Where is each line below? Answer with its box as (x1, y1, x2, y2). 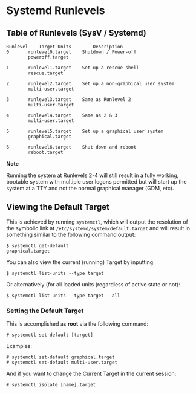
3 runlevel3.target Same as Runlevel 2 (6, 97, 131, 103)
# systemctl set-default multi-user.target (6, 360, 118, 366)
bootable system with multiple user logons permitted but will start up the (6, 178, 187, 185)
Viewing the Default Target (6, 202, 110, 212)
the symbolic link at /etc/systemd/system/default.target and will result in (6, 224, 191, 231)
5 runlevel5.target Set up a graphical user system (6, 128, 164, 134)
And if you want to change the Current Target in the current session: (6, 370, 177, 378)
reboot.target (28, 149, 64, 155)
